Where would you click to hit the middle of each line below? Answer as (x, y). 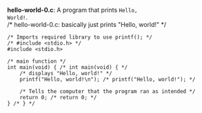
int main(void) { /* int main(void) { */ (68, 68)
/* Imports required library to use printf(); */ (80, 37)
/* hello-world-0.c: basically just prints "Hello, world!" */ (87, 24)
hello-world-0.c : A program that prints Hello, (72, 10)
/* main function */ (37, 61)
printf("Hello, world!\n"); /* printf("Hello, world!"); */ (108, 79)
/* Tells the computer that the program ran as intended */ (108, 92)
